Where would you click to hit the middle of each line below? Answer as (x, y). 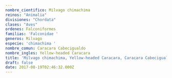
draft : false (19, 63)
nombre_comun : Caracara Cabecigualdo (46, 48)
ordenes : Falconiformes (31, 29)
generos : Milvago (24, 39)
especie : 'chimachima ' (31, 44)
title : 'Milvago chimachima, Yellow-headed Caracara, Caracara (74, 58)
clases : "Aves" (21, 24)
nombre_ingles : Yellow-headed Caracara (48, 53)
